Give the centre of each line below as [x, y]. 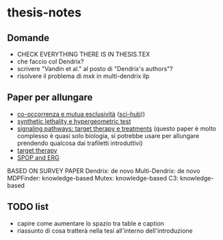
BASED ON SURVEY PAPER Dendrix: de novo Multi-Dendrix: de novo [104, 171]
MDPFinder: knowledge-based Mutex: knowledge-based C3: [93, 178]
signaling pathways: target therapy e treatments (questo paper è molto [117, 129]
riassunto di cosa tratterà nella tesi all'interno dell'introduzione [105, 230]
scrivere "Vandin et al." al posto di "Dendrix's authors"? [95, 69]
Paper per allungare [50, 97]
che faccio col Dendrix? [50, 62]
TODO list [28, 207]
